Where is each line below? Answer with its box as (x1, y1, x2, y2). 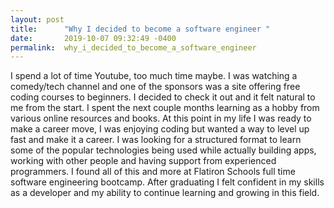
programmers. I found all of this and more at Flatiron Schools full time (10, 166, 296, 178)
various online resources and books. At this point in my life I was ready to (10, 112, 312, 125)
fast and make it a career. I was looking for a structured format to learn (10, 134, 302, 146)
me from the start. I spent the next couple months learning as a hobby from (10, 102, 320, 114)
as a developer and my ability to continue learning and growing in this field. (10, 187, 320, 199)
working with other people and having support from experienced (10, 155, 277, 167)
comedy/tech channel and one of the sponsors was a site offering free (10, 81, 301, 93)
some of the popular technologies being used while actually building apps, (10, 144, 317, 156)
